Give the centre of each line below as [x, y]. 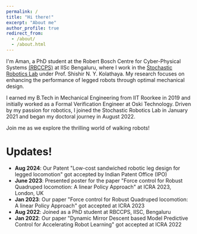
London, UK [29, 193]
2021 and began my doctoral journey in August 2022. [71, 116]
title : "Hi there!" [30, 17]
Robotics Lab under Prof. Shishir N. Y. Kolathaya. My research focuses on [95, 74]
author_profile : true [33, 28]
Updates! [29, 152]
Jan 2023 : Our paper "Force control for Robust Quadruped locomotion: [101, 199]
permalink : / [22, 11]
